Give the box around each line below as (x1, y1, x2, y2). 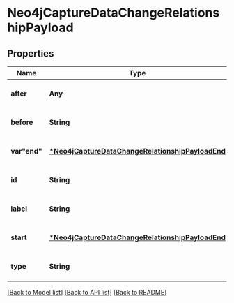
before (10, 117, 33, 127)
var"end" (10, 147, 43, 156)
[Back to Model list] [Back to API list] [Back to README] (7, 288, 167, 296)
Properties (7, 47, 54, 59)
